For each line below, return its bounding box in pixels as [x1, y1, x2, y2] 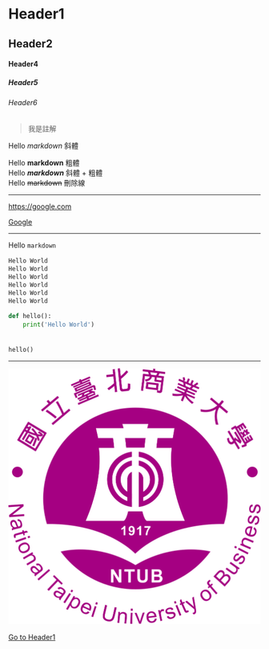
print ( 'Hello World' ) [22, 320, 94, 329]
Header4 [8, 59, 38, 69]
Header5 [8, 77, 38, 87]
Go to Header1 [8, 632, 56, 642]
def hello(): [8, 312, 52, 320]
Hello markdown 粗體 [8, 157, 80, 167]
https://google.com [8, 202, 72, 211]
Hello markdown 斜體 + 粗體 [8, 168, 102, 178]
